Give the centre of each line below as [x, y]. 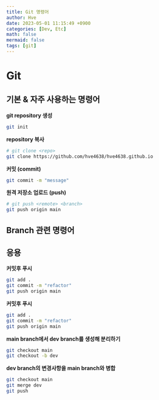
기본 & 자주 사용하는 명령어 [53, 100]
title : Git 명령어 [28, 12]
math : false [21, 35]
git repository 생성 [29, 115]
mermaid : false [25, 40]
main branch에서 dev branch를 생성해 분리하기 [63, 339]
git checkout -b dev [32, 356]
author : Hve [21, 18]
